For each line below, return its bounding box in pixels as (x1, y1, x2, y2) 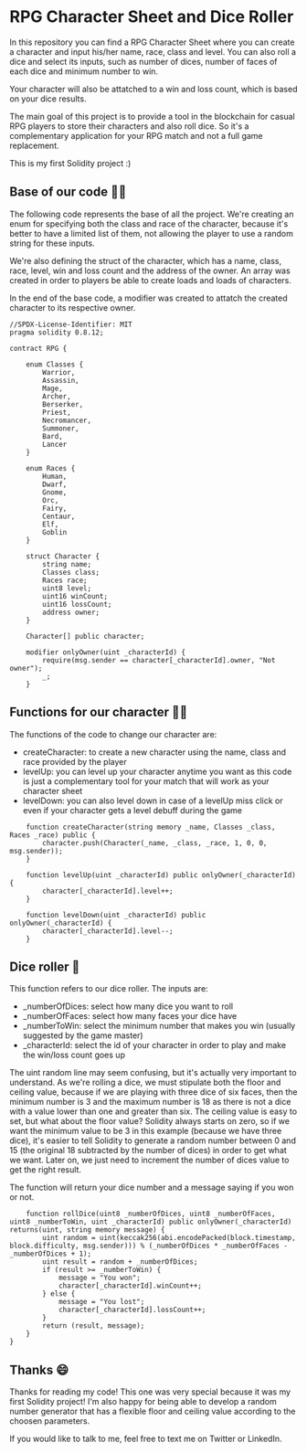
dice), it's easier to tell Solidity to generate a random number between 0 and (9, 1135, 297, 1146)
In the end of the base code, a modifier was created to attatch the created (9, 292, 288, 303)
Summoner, (42, 423, 79, 433)
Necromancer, (42, 416, 92, 425)
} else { (42, 1289, 76, 1299)
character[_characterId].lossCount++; (58, 1305, 206, 1315)
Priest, (42, 408, 71, 417)
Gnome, (42, 487, 68, 497)
